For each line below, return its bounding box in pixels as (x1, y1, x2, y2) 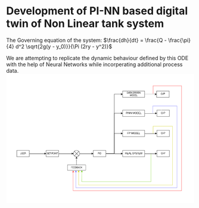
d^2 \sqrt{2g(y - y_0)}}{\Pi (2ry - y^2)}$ (15, 43, 113, 50)
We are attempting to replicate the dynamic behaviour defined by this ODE (6, 54, 189, 61)
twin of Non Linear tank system (6, 17, 164, 30)
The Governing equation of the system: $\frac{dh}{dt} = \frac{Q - (6, 36, 167, 44)
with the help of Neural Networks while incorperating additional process (6, 61, 183, 68)
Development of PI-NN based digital (6, 4, 188, 18)
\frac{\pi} (167, 36, 191, 44)
